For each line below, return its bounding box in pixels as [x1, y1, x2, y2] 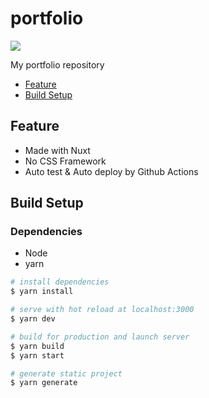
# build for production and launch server [10, 332, 190, 342]
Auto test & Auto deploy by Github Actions [24, 165, 199, 177]
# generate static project [10, 368, 123, 379]
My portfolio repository [10, 58, 105, 71]
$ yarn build [10, 341, 65, 351]
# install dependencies [10, 277, 110, 287]
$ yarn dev [10, 314, 56, 324]
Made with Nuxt [24, 144, 91, 156]
